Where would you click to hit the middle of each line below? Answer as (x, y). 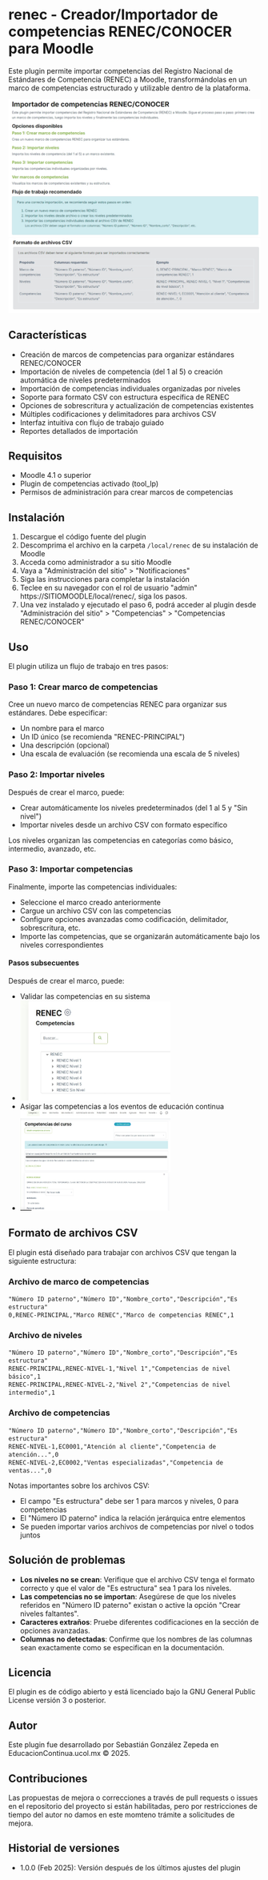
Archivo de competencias (59, 1413)
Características (48, 335)
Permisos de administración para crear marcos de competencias (126, 492)
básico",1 (25, 1377)
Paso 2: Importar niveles (57, 775)
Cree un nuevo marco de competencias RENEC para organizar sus (118, 704)
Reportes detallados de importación (79, 431)
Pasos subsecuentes (44, 963)
